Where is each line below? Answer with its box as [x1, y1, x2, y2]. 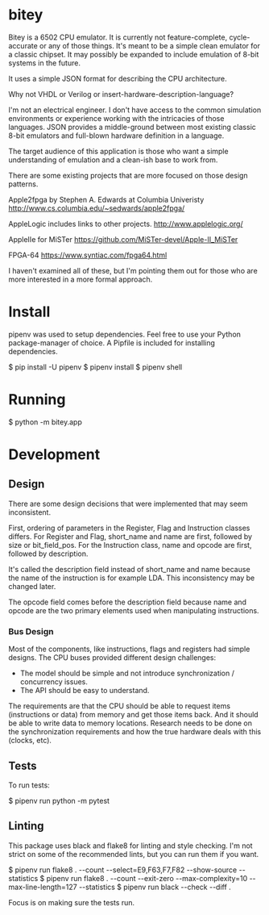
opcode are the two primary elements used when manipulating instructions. [8, 605, 259, 615]
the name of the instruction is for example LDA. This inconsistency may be [8, 573, 255, 583]
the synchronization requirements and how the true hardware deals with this [8, 727, 262, 737]
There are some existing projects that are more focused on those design [8, 170, 248, 180]
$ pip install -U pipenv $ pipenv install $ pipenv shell [8, 361, 183, 372]
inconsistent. [8, 507, 51, 517]
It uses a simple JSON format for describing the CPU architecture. [8, 73, 227, 83]
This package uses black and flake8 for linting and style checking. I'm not [8, 841, 253, 850]
